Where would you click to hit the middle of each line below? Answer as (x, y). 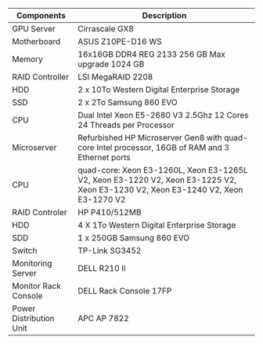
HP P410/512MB (110, 212)
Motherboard (36, 41)
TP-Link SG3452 (110, 251)
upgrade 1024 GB (111, 64)
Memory (27, 59)
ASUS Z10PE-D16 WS (120, 41)
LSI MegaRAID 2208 (115, 77)
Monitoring (32, 263)
